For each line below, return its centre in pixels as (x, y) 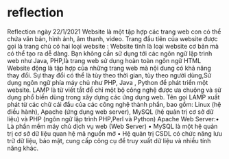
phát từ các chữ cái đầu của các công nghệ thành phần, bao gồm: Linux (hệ (114, 104)
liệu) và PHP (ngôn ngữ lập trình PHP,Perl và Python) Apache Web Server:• (113, 119)
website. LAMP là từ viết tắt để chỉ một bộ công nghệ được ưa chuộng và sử (114, 90)
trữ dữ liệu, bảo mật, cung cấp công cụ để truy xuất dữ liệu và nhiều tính (109, 140)
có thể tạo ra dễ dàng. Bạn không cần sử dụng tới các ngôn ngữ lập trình (110, 53)
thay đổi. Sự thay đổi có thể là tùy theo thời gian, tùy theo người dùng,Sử (109, 75)
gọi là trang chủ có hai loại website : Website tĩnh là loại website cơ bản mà (113, 46)
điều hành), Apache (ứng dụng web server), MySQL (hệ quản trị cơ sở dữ (110, 112)
